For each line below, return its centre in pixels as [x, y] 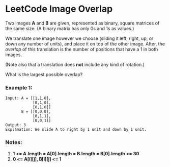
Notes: [14, 142]
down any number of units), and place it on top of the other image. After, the [85, 43]
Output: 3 [16, 125]
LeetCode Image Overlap [59, 9]
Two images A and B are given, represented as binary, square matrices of [82, 23]
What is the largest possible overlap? [44, 74]
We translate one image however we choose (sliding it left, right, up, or [79, 38]
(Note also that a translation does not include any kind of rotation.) [75, 64]
